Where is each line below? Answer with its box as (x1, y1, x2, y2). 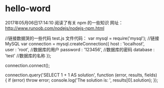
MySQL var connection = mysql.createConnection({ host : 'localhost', (5, 41, 145, 46)
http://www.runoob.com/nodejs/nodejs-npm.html (5, 25, 104, 31)
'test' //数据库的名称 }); (5, 52, 51, 59)
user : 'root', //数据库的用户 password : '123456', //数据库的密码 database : (5, 46, 155, 52)
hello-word (5, 3, 51, 14)
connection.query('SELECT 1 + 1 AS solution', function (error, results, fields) (5, 72, 158, 78)
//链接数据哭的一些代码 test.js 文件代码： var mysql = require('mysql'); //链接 (5, 35, 160, 41)
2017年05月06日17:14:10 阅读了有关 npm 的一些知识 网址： (5, 20, 123, 25)
